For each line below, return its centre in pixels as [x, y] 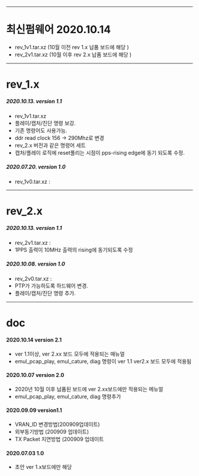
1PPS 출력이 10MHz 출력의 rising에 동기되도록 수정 [74, 250]
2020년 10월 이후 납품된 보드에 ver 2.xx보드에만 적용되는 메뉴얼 [89, 389]
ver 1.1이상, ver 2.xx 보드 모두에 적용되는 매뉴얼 [70, 354]
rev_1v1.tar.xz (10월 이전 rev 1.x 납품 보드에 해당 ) [72, 47]
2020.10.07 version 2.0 [35, 375]
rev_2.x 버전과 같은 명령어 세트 [50, 145]
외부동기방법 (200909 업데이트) [52, 432]
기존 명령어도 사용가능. [41, 130]
